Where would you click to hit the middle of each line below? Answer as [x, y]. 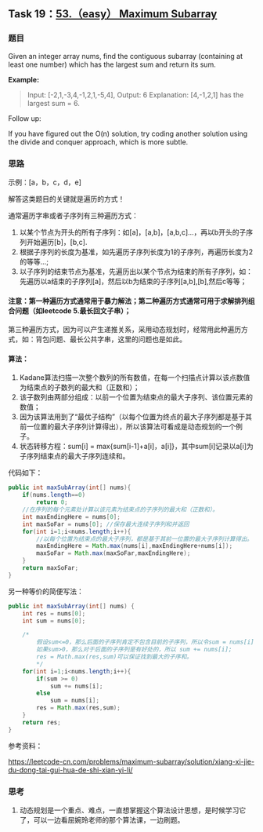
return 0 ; [52, 502]
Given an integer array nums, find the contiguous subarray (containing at [126, 56]
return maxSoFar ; [50, 568]
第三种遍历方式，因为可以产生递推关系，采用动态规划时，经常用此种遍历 [124, 330]
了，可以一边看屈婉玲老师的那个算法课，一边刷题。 [102, 819]
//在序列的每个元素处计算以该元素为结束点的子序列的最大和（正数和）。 [121, 510]
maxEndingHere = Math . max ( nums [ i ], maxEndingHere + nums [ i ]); [135, 546]
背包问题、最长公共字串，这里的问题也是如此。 [110, 339]
